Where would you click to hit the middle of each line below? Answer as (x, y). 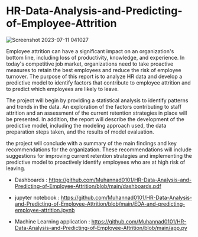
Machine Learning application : (52, 221)
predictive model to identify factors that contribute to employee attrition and (98, 82)
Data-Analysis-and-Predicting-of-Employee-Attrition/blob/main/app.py (101, 228)
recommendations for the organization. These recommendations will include (99, 150)
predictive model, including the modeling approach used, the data (86, 125)
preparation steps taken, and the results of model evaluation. (80, 132)
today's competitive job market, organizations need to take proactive (90, 64)
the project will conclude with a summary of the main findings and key (92, 143)
